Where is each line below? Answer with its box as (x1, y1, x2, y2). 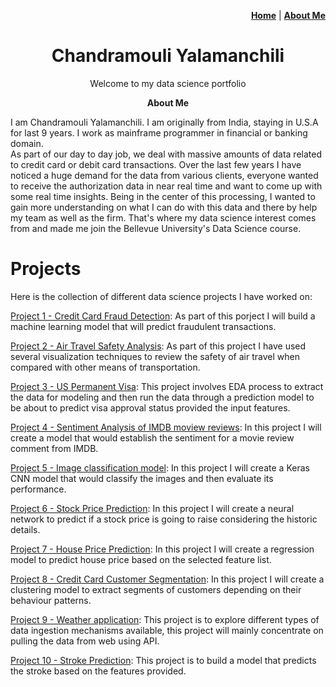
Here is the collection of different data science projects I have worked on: (10, 290, 313, 302)
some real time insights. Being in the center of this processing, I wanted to (10, 190, 316, 202)
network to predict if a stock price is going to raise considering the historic (10, 513, 318, 525)
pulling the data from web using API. (10, 635, 160, 647)
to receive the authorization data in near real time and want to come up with (10, 180, 323, 192)
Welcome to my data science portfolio (89, 77, 247, 89)
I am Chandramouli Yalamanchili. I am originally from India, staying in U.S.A (10, 116, 319, 128)
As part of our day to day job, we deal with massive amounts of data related (10, 148, 322, 160)
